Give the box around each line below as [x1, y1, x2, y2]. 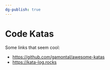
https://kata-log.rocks [12, 59, 57, 65]
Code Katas [5, 28, 54, 39]
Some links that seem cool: [5, 45, 60, 50]
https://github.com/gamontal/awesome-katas [12, 54, 105, 60]
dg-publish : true [5, 7, 41, 12]
